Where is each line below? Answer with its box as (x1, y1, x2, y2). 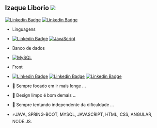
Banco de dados (12, 45, 45, 51)
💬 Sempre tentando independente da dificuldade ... (12, 102, 114, 108)
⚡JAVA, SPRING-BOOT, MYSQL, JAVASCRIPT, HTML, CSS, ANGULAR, (12, 111, 153, 117)
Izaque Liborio (5, 4, 49, 12)
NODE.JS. (12, 118, 32, 124)
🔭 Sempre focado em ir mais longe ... (12, 83, 86, 89)
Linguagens (12, 26, 36, 32)
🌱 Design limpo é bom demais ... (12, 92, 77, 98)
